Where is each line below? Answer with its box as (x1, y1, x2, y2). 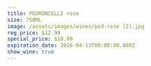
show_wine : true (7, 49, 54, 56)
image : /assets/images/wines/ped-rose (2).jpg (7, 23, 145, 30)
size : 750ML (7, 16, 42, 23)
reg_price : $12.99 (7, 29, 61, 36)
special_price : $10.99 (7, 36, 73, 43)
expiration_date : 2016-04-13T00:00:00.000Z (7, 42, 136, 49)
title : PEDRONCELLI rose (7, 10, 79, 17)
